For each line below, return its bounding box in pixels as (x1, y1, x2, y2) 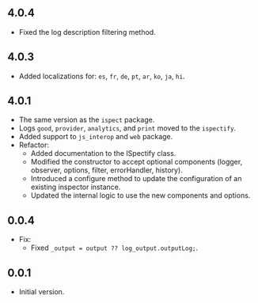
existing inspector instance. (30, 182, 121, 192)
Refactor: (18, 140, 49, 150)
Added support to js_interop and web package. (18, 132, 173, 142)
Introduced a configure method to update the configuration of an (30, 174, 242, 184)
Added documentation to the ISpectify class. (30, 149, 176, 158)
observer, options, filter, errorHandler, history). (30, 165, 183, 175)
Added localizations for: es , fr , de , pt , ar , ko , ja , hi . (18, 71, 185, 81)
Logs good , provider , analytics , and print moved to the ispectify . (18, 123, 237, 133)
